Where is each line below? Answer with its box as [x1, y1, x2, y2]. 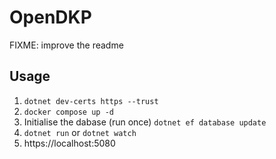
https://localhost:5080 [23, 137, 116, 149]
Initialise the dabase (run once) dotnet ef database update [23, 116, 267, 128]
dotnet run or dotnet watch [23, 126, 137, 138]
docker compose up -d [23, 107, 114, 117]
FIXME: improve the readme [9, 39, 124, 51]
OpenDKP [9, 6, 92, 29]
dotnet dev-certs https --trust [23, 96, 159, 106]
